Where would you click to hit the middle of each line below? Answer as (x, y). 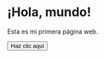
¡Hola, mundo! (49, 12)
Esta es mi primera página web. (52, 31)
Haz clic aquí (28, 46)
